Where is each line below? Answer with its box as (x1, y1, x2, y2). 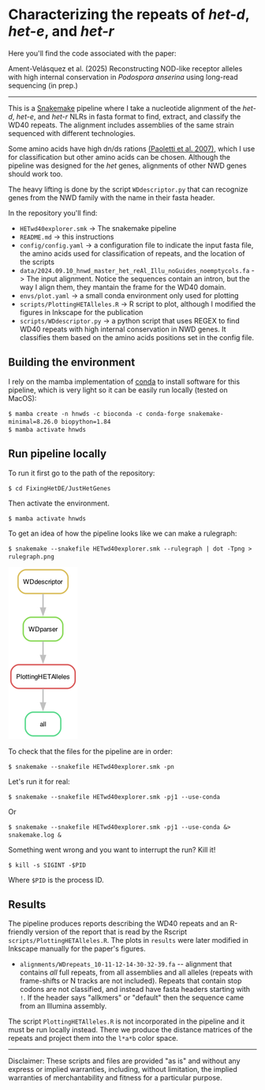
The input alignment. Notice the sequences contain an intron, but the (26, 274, 250, 283)
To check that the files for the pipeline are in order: (8, 746, 174, 756)
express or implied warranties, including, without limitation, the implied (8, 1065, 238, 1074)
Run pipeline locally (8, 447, 107, 460)
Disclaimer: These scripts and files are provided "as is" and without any (8, 1056, 241, 1065)
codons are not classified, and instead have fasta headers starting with (19, 985, 251, 994)
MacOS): (8, 393, 37, 403)
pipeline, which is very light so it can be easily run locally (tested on (8, 385, 228, 395)
